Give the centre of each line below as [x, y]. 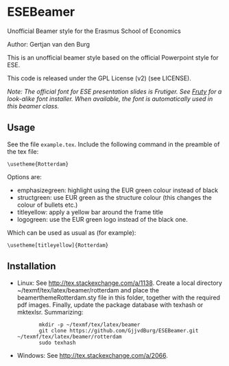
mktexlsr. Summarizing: [50, 312]
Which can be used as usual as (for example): [72, 232]
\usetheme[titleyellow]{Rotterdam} [58, 245]
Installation [32, 266]
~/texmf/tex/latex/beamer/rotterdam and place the [88, 290]
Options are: [25, 176]
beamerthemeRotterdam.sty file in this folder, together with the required [119, 297]
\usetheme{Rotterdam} [38, 164]
